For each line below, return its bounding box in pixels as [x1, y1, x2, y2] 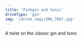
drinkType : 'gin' [5, 12, 41, 17]
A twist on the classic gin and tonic [5, 30, 77, 36]
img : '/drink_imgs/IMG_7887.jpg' [5, 16, 75, 21]
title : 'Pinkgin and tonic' [5, 7, 64, 12]
